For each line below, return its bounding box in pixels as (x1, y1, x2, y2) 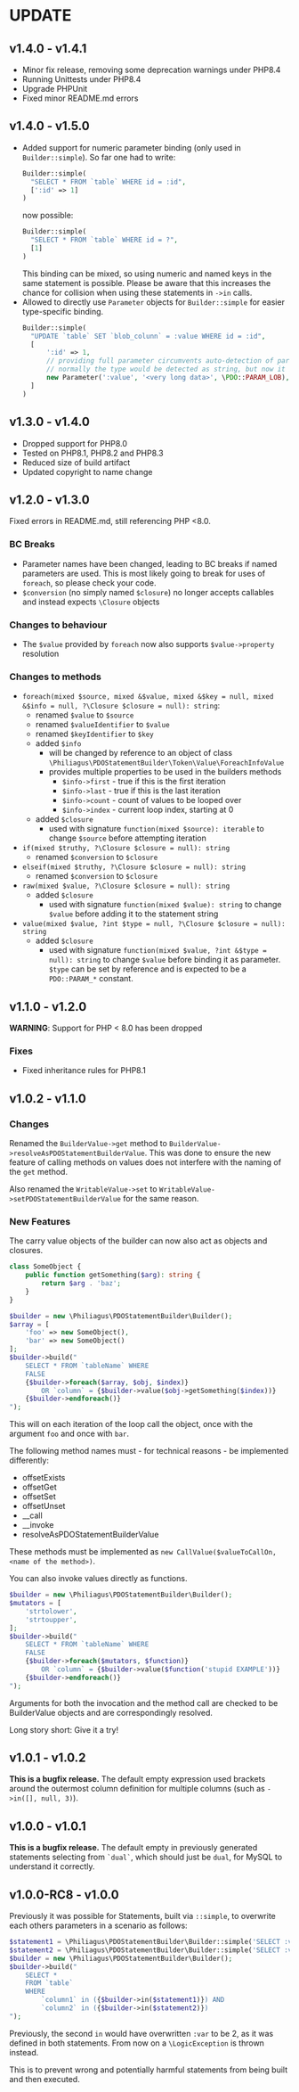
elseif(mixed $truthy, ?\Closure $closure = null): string (21, 863, 246, 872)
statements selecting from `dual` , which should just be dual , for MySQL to (9, 1851, 283, 1863)
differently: (9, 1455, 49, 1466)
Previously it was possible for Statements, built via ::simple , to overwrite (9, 1911, 276, 1922)
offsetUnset (21, 1501, 66, 1512)
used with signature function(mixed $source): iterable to (48, 824, 264, 834)
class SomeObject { (9, 1262, 82, 1271)
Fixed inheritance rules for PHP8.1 (21, 1065, 147, 1076)
